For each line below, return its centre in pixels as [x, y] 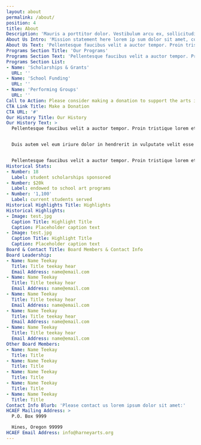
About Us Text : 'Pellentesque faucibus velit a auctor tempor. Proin [95, 45]
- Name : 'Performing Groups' [42, 90]
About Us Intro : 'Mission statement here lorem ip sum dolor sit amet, [97, 39]
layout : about [24, 12]
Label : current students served [52, 200]
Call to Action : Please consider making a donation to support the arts [99, 100]
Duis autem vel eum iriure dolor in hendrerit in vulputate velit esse [103, 145]
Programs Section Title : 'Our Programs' [57, 51]
